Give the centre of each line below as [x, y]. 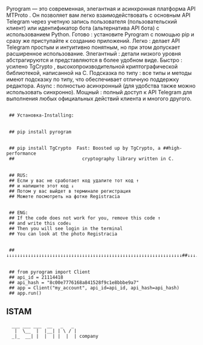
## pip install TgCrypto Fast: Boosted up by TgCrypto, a [85, 148]
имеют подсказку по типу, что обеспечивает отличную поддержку [93, 79]
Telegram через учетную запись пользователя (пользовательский [92, 21]
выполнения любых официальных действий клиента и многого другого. [99, 98]
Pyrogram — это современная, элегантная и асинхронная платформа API [101, 9]
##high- [172, 148]
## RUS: [18, 175]
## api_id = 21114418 [36, 277]
